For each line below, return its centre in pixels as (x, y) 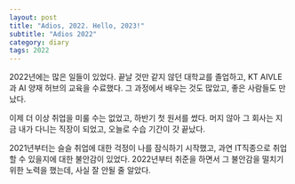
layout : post (33, 17)
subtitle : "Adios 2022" (53, 34)
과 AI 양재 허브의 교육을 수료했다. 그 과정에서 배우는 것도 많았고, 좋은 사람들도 (143, 88)
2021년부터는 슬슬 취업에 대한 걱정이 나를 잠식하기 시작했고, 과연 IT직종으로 (140, 148)
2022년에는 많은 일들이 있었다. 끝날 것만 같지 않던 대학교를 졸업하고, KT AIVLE (146, 77)
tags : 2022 (29, 51)
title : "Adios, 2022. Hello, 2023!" (77, 26)
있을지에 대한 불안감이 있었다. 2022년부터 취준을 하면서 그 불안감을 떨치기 (156, 159)
